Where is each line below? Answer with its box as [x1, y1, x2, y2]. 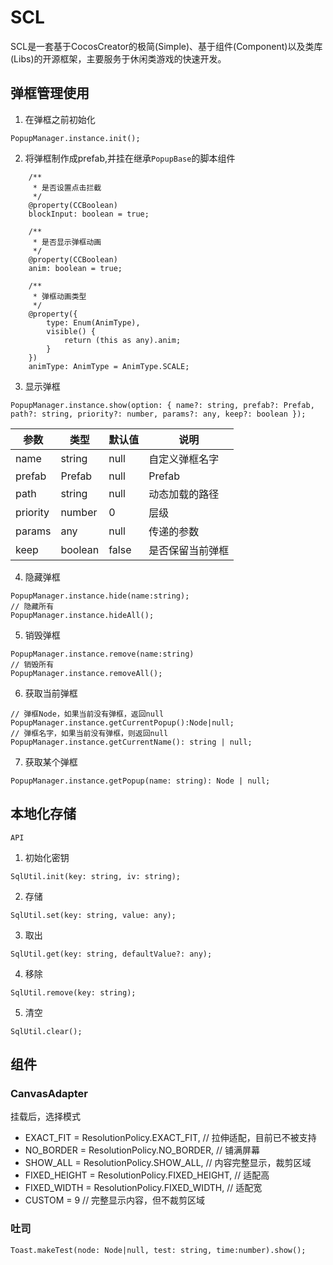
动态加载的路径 [148, 487, 220, 501]
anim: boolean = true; [28, 263, 123, 273]
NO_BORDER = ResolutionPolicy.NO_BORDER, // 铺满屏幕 [24, 1144, 260, 1156]
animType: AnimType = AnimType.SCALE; [28, 361, 190, 371]
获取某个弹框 [24, 756, 78, 768]
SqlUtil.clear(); [10, 1026, 83, 1036]
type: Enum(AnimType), [46, 317, 141, 328]
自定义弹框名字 [148, 452, 220, 466]
